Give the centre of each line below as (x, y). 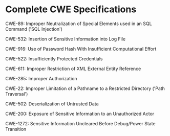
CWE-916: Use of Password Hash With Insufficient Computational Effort (81, 49)
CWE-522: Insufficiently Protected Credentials (54, 59)
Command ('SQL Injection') (34, 29)
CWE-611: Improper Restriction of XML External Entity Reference (73, 69)
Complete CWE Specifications (71, 9)
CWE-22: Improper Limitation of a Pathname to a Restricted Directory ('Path (85, 88)
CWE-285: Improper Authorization (41, 78)
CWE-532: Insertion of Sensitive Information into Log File (66, 39)
